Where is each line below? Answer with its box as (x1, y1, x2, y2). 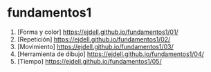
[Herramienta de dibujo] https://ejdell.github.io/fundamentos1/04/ (17, 50, 204, 58)
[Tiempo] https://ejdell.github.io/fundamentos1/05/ (17, 57, 162, 65)
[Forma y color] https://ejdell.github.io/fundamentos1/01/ (17, 28, 178, 36)
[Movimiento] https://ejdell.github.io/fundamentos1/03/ (17, 42, 174, 51)
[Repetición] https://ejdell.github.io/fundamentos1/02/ (17, 35, 171, 43)
